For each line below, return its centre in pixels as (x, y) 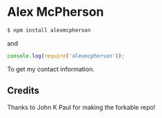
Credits (23, 91)
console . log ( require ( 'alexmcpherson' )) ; (66, 56)
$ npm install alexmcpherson (49, 30)
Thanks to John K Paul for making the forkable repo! (81, 107)
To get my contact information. (51, 69)
